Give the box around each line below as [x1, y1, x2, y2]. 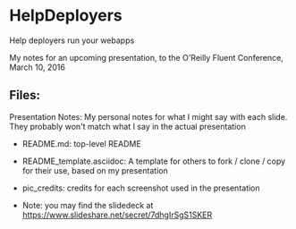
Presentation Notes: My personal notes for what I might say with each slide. [9, 111, 288, 122]
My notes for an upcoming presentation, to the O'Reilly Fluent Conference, [9, 52, 283, 63]
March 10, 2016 [9, 62, 65, 72]
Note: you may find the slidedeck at [21, 199, 154, 210]
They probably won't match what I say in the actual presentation [9, 121, 246, 131]
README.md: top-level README [21, 138, 141, 148]
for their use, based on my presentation [21, 165, 168, 175]
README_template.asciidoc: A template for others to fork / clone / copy [21, 156, 286, 166]
